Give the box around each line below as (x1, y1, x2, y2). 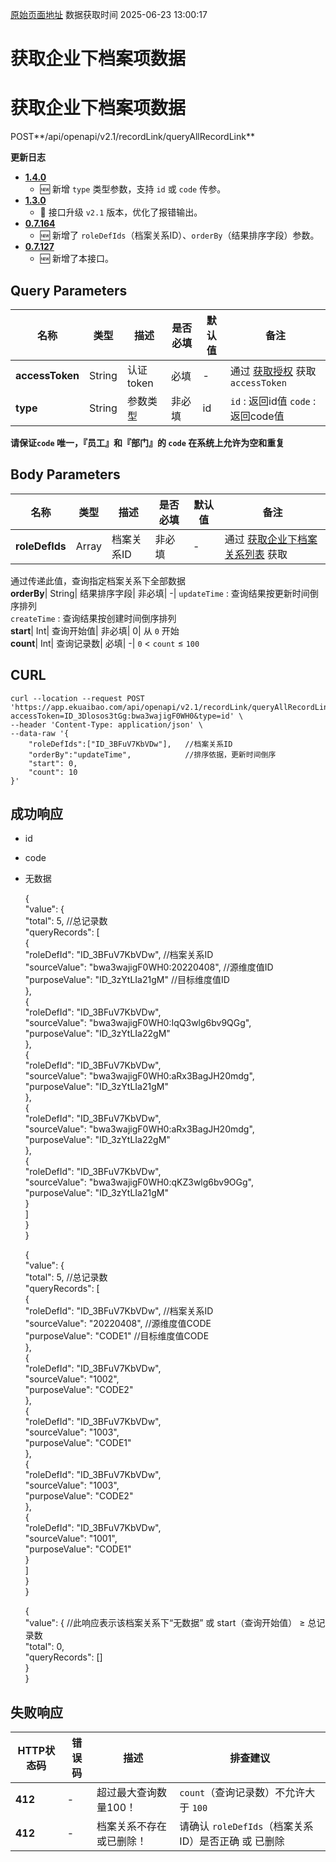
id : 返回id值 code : (229, 394, 317, 408)
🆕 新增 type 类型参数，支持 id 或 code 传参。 (39, 183, 227, 195)
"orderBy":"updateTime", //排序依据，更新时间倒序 (28, 749, 277, 760)
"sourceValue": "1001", (24, 1533, 118, 1545)
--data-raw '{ (10, 728, 70, 738)
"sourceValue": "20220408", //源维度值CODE (24, 1318, 212, 1330)
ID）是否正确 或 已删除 (179, 1834, 285, 1848)
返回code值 (229, 409, 285, 423)
